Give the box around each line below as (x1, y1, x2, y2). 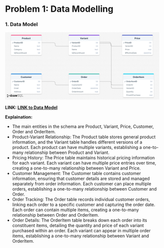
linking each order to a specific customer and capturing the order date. (12, 201, 156, 207)
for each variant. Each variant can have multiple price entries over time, (12, 160, 157, 166)
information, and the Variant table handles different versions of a (12, 139, 142, 145)
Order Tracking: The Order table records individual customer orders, (12, 196, 150, 202)
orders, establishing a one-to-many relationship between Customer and (12, 186, 157, 192)
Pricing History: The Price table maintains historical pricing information (12, 154, 155, 160)
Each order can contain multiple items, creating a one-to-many (12, 207, 139, 213)
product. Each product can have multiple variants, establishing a (12, 144, 142, 150)
